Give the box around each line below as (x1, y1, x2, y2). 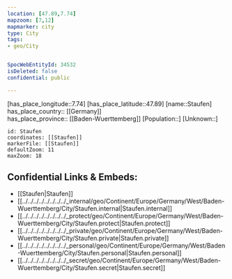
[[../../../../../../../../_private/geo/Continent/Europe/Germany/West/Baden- (17, 227, 223, 235)
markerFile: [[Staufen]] (7, 140, 79, 147)
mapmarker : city (7, 23, 54, 30)
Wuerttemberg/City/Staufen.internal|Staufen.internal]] (17, 204, 173, 213)
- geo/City (7, 43, 39, 50)
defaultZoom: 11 (7, 146, 54, 153)
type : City (7, 29, 39, 37)
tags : (7, 36, 23, 43)
